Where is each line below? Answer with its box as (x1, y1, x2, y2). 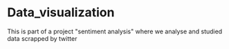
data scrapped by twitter (7, 34, 77, 42)
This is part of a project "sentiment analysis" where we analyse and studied (7, 27, 223, 35)
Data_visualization (7, 5, 115, 20)
